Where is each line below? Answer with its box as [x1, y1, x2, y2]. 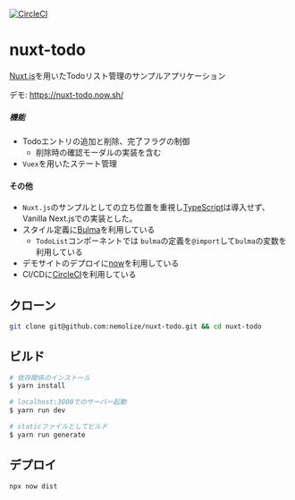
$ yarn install [9, 381, 66, 391]
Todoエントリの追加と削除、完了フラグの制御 [21, 135, 190, 147]
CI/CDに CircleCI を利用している [21, 269, 137, 280]
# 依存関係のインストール [9, 373, 91, 382]
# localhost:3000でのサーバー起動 [9, 398, 127, 407]
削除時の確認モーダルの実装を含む [35, 147, 162, 157]
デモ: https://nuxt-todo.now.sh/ [9, 89, 124, 100]
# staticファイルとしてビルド [9, 422, 108, 431]
